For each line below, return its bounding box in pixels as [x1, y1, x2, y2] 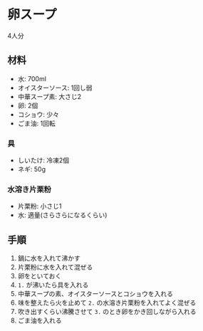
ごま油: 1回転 [17, 119, 56, 127]
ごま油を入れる [17, 316, 62, 325]
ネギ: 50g [17, 165, 46, 174]
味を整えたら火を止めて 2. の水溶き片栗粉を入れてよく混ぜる [17, 298, 197, 307]
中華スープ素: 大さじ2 [17, 92, 82, 100]
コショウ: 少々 [17, 110, 59, 118]
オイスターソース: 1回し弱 [17, 83, 93, 92]
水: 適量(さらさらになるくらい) [17, 211, 108, 219]
